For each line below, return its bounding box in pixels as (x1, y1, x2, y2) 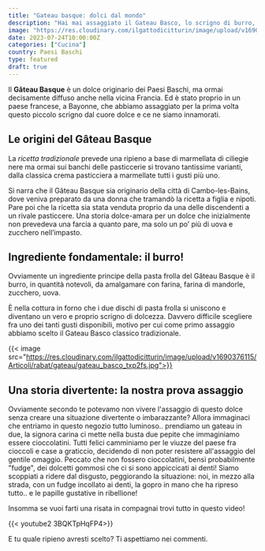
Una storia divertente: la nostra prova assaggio (8, 384, 244, 397)
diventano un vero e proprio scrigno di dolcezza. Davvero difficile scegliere (8, 312, 252, 321)
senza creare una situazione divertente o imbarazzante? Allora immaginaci (8, 413, 251, 422)
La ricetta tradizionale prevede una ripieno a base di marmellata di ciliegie (8, 153, 249, 163)
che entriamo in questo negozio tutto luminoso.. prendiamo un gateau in (8, 422, 242, 431)
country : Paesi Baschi (8, 48, 83, 56)
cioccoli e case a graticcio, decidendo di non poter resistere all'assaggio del (8, 447, 256, 456)
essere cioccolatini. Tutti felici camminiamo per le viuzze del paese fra (8, 438, 237, 448)
